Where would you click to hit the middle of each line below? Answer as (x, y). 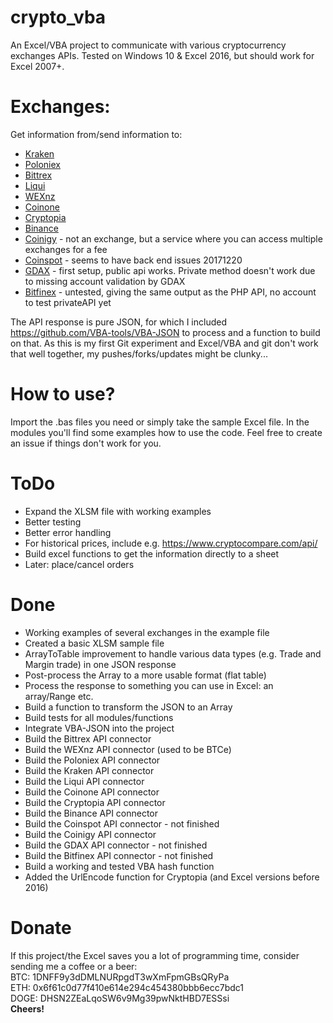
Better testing (53, 522)
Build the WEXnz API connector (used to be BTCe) (128, 749)
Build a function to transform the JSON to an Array (128, 707)
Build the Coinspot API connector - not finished (122, 823)
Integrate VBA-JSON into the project (99, 728)
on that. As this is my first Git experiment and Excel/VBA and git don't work (164, 343)
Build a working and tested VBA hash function (119, 866)
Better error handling (68, 532)
